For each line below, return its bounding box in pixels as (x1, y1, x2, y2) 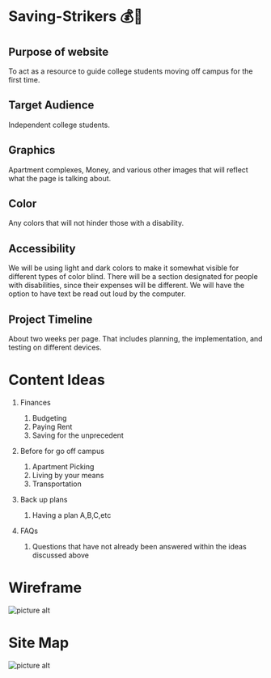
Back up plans (19, 495, 68, 504)
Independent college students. (8, 120, 111, 129)
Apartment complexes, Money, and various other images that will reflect (8, 164, 248, 175)
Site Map (8, 634, 70, 652)
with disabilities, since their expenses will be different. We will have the (8, 281, 245, 290)
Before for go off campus (19, 447, 105, 456)
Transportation (32, 479, 83, 489)
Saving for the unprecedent (32, 430, 124, 440)
